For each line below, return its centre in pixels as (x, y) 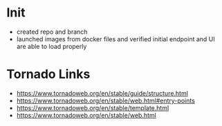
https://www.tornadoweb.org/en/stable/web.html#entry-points (105, 101)
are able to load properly (52, 46)
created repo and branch (52, 32)
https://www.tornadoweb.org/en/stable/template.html (93, 107)
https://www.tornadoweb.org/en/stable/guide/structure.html (102, 93)
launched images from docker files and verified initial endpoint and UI (115, 39)
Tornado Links (48, 74)
